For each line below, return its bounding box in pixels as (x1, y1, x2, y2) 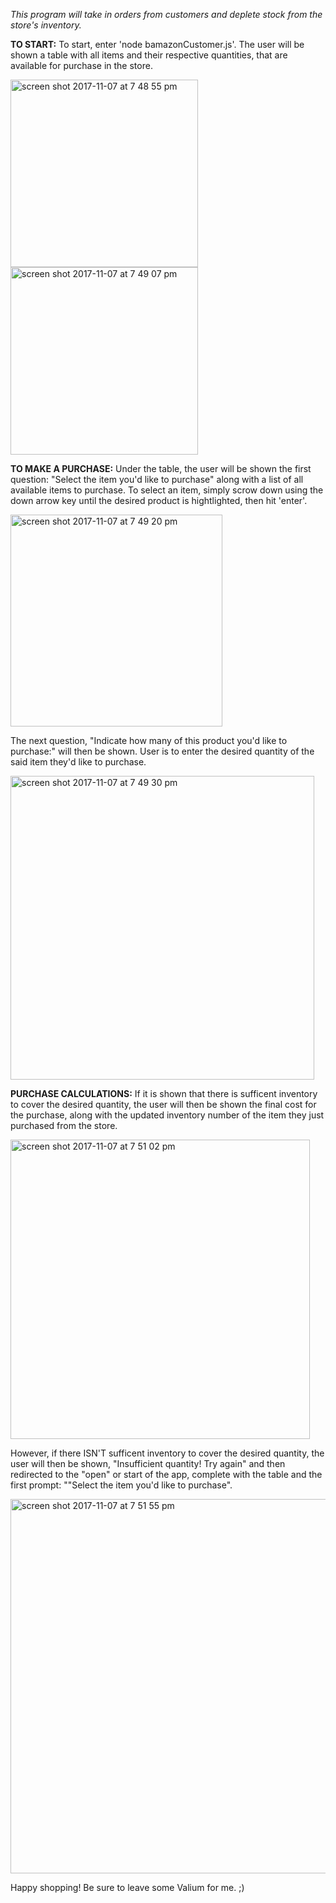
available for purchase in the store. (10, 60, 153, 71)
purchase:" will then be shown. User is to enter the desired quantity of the (10, 745, 315, 757)
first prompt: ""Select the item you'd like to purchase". (10, 1479, 233, 1491)
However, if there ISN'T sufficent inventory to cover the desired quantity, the (10, 1447, 325, 1459)
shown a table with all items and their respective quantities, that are (10, 49, 288, 61)
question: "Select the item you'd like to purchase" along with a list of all (10, 474, 304, 485)
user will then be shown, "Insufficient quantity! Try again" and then (10, 1458, 286, 1469)
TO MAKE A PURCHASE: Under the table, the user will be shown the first (10, 463, 312, 474)
